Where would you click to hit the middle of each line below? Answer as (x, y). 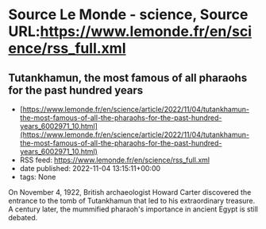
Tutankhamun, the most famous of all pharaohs (128, 78)
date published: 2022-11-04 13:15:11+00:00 (90, 168)
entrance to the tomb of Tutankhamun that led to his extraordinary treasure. (132, 201)
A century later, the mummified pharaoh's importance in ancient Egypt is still (133, 209)
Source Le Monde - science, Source (128, 15)
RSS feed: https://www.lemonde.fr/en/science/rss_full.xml (115, 160)
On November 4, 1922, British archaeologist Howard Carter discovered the (130, 192)
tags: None (38, 177)
